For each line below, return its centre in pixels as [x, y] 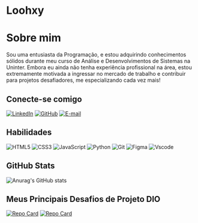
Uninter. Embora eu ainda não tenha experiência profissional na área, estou [99, 67]
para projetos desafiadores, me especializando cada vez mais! [83, 80]
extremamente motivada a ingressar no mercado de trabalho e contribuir [96, 74]
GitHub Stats [31, 166]
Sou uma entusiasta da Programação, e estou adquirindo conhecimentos [96, 55]
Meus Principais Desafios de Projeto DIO [83, 199]
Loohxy [25, 11]
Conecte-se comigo [44, 99]
